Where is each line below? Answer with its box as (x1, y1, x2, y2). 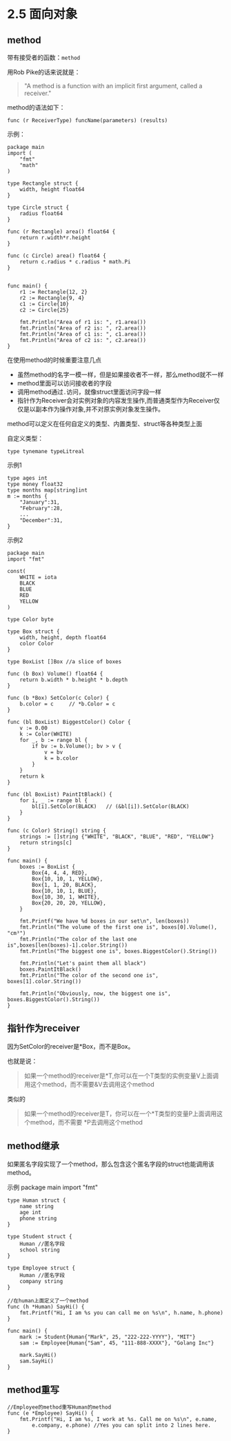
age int (19, 1209, 41, 1216)
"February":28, (19, 505, 63, 512)
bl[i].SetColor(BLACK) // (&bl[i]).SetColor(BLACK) (32, 803, 190, 810)
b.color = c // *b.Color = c (19, 701, 116, 707)
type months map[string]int (7, 487, 88, 494)
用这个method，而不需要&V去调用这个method (23, 1080, 154, 1088)
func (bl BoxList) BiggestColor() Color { (7, 718, 131, 725)
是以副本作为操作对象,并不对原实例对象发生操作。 (23, 405, 164, 413)
